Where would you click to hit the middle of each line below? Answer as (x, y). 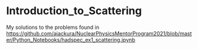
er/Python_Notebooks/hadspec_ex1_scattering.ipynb (71, 40)
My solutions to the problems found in (53, 27)
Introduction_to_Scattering (74, 11)
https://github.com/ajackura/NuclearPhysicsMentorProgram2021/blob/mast (99, 33)
